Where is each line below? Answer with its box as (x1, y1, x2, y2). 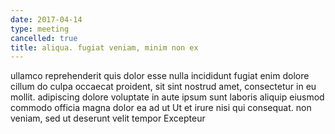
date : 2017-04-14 (10, 14, 83, 25)
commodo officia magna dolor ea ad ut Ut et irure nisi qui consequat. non (10, 102, 312, 114)
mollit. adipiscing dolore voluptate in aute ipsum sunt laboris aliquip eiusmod (10, 91, 325, 103)
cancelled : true (10, 33, 78, 43)
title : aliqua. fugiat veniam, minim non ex (10, 42, 199, 53)
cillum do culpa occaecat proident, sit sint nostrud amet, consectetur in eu (10, 81, 317, 93)
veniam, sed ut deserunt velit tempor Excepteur (10, 112, 206, 125)
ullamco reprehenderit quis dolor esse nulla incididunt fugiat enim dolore (10, 70, 310, 82)
